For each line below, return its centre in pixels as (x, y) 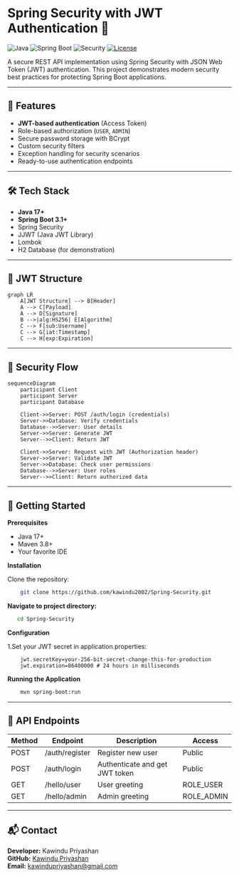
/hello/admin (66, 796)
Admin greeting (123, 796)
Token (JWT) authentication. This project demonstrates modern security (113, 69)
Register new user (127, 753)
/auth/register (68, 753)
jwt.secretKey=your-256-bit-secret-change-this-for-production (116, 659)
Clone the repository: (38, 579)
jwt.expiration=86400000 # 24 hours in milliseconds (100, 665)
